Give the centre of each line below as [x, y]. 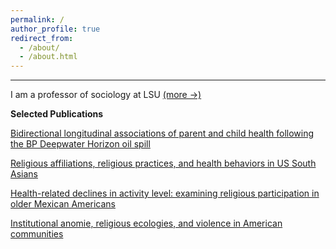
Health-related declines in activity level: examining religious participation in [165, 193]
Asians [24, 174]
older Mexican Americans [63, 204]
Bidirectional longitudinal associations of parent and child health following [162, 133]
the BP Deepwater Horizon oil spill [80, 144]
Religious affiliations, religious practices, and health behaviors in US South [163, 163]
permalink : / [37, 19]
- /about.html [48, 57]
